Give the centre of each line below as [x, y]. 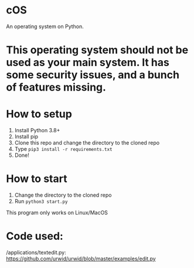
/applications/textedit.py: [36, 252]
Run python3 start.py [41, 201]
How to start [37, 179]
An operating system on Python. [45, 26]
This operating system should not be [97, 50]
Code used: [35, 236]
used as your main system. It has [88, 63]
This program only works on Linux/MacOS [57, 212]
